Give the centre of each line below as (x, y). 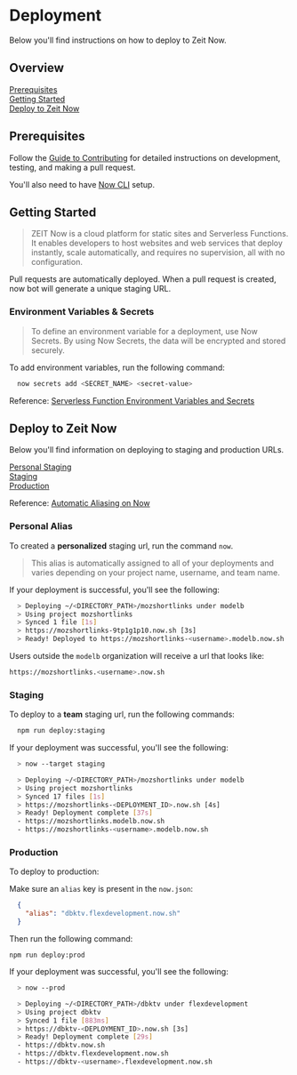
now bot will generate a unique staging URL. (90, 289)
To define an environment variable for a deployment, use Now (144, 331)
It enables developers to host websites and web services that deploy (157, 243)
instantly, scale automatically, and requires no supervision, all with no (158, 253)
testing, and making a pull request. (72, 167)
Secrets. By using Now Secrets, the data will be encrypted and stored (158, 341)
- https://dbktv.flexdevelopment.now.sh (93, 1054)
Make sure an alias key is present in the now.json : (101, 889)
